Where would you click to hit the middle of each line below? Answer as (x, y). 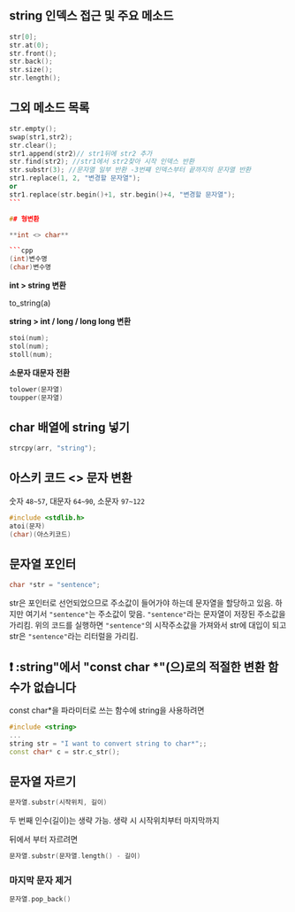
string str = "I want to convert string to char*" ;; (108, 743)
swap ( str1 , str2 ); (41, 137)
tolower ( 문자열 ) (36, 389)
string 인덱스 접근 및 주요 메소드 (91, 16)
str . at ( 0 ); (29, 45)
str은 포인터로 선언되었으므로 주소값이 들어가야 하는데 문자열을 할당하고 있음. (141, 603)
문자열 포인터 (43, 564)
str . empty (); (33, 128)
